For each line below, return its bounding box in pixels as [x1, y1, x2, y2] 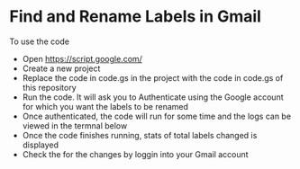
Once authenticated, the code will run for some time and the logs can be [22, 111, 291, 121]
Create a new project [22, 63, 101, 74]
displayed [22, 139, 59, 150]
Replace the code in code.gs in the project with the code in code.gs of [22, 72, 284, 83]
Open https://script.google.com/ [22, 53, 142, 64]
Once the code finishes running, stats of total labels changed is [22, 129, 258, 140]
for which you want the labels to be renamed [22, 101, 189, 111]
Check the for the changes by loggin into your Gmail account [22, 148, 250, 159]
